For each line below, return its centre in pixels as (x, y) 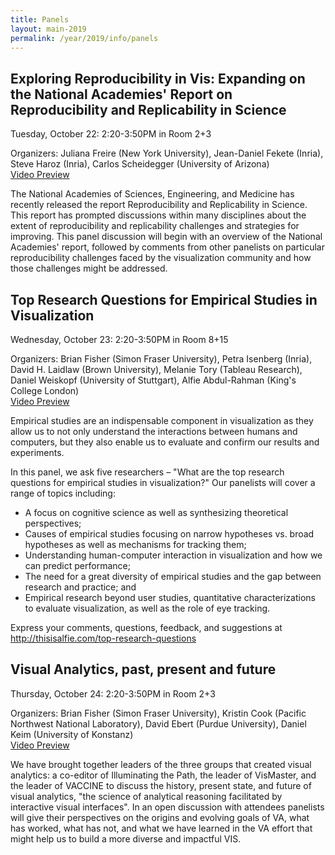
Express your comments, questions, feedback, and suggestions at (146, 627)
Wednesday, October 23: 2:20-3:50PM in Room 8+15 (119, 339)
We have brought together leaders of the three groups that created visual (161, 764)
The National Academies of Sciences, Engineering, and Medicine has (152, 194)
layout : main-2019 (48, 29)
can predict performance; (77, 565)
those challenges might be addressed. (89, 268)
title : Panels (40, 19)
